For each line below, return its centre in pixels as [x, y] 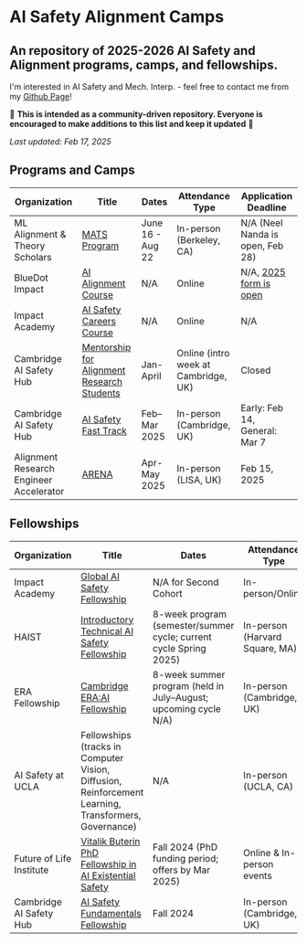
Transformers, [111, 815]
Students [101, 393]
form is [256, 283]
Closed [256, 370]
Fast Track [105, 430]
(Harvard [263, 637]
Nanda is [259, 234]
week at [194, 365]
